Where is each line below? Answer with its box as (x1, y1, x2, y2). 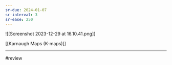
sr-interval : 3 (5, 12, 38, 17)
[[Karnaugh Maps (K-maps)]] (5, 41, 67, 47)
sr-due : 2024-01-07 (5, 7, 47, 13)
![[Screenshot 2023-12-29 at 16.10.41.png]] (5, 31, 96, 37)
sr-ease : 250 (5, 17, 33, 22)
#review (5, 55, 23, 61)
